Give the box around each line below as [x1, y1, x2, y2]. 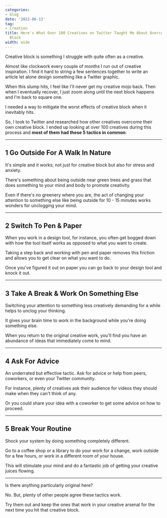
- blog [5, 12, 19, 17]
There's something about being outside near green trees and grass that [5, 177, 152, 183]
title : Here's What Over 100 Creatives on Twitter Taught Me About [5, 30, 148, 35]
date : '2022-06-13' [5, 16, 46, 21]
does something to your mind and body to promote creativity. [5, 182, 131, 188]
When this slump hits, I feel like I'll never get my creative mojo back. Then [5, 83, 156, 89]
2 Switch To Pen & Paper [5, 221, 82, 230]
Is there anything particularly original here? [5, 482, 93, 488]
